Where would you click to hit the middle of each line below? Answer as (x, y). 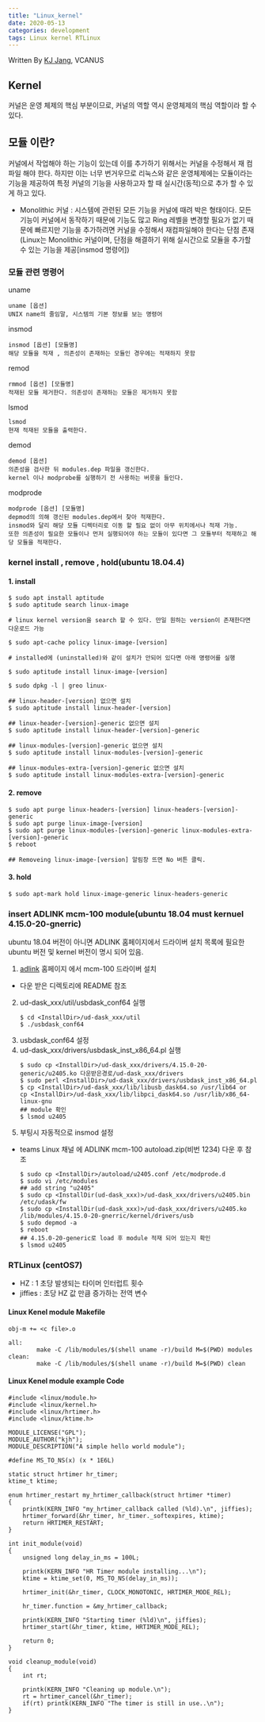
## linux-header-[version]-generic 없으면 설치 (84, 724)
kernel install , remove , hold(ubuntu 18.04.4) (97, 563)
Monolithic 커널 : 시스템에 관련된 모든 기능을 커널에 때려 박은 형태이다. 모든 (135, 209)
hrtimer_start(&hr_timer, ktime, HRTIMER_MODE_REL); (111, 1627)
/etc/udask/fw (43, 1202)
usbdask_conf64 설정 (54, 1040)
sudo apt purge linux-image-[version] (79, 823)
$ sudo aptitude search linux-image (68, 605)
